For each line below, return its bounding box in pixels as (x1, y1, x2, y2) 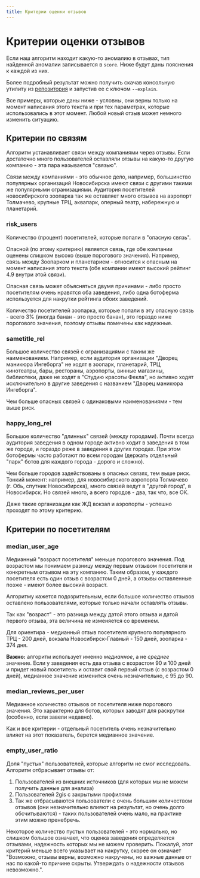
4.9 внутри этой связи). (6, 271, 66, 278)
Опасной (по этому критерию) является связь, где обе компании (6, 245, 173, 252)
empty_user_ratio (6, 746, 59, 755)
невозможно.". (6, 866, 44, 873)
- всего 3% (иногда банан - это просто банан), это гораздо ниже (6, 313, 172, 320)
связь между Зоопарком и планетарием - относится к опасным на (6, 258, 177, 265)
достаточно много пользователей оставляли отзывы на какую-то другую (6, 155, 194, 162)
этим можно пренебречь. (14, 816, 81, 823)
